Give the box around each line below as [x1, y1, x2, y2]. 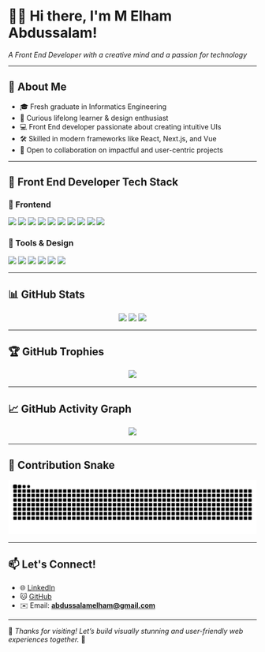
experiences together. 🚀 [8, 635, 86, 644]
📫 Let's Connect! [8, 558, 96, 571]
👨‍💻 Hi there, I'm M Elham [8, 7, 172, 25]
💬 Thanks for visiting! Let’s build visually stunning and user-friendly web [8, 626, 244, 635]
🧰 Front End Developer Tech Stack [8, 175, 179, 189]
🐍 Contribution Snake [8, 458, 116, 472]
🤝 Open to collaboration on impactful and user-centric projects [19, 145, 223, 155]
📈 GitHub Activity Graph [8, 402, 132, 415]
